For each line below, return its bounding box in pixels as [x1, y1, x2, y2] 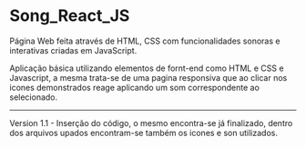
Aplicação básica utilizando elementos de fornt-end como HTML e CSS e [9, 63, 284, 73]
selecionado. [9, 92, 58, 103]
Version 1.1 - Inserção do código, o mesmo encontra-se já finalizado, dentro [9, 117, 293, 128]
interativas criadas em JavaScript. [9, 44, 138, 55]
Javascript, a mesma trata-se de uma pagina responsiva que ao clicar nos [9, 72, 288, 83]
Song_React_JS [9, 5, 130, 26]
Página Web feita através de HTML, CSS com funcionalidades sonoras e [9, 35, 280, 46]
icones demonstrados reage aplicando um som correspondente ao [9, 82, 260, 93]
